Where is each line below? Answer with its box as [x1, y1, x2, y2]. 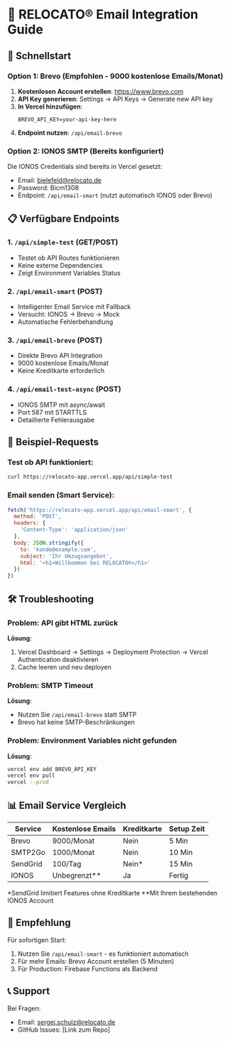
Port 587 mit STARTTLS [17, 408, 87, 416]
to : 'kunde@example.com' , [20, 546, 97, 553]
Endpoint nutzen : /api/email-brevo [17, 128, 123, 137]
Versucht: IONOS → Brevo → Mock [17, 310, 120, 319]
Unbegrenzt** [52, 870, 102, 880]
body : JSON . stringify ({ [13, 539, 84, 546]
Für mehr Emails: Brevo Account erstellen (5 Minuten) [17, 956, 175, 965]
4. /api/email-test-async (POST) [7, 384, 122, 394]
